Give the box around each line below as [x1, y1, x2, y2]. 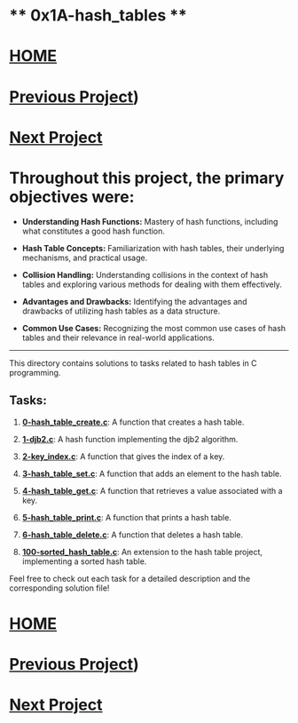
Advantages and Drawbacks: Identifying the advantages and [21, 296, 247, 306]
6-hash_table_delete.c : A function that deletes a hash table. [21, 529, 244, 540]
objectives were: [9, 187, 135, 207]
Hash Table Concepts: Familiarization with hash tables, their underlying [21, 242, 285, 253]
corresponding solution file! [9, 583, 110, 593]
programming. [9, 367, 61, 377]
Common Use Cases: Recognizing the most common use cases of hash [21, 322, 286, 333]
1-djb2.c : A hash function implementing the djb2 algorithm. [21, 433, 239, 444]
